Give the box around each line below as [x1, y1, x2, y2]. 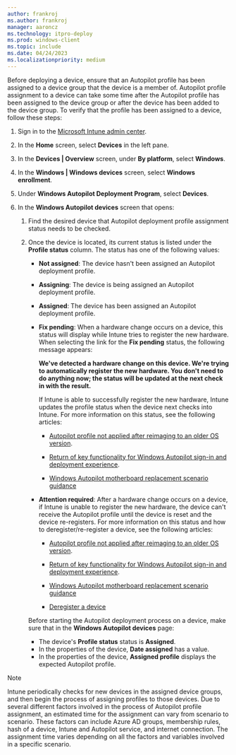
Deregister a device [49, 602, 106, 611]
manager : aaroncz [7, 23, 58, 30]
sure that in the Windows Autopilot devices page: [27, 624, 175, 632]
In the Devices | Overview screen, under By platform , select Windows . [17, 154, 225, 163]
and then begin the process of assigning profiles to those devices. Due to [7, 694, 221, 703]
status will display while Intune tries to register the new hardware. [38, 330, 229, 339]
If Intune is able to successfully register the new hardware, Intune [38, 395, 229, 404]
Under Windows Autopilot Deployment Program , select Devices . [17, 189, 209, 198]
